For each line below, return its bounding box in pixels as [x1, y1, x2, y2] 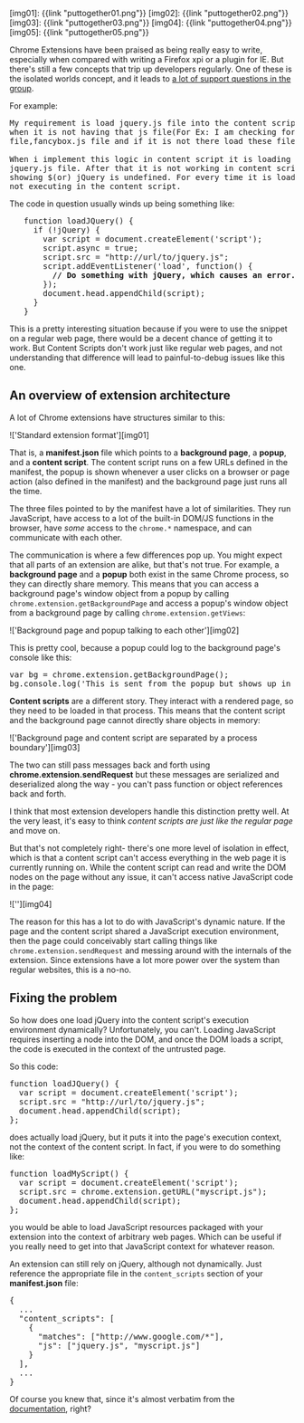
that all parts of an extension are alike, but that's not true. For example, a [9, 559, 280, 569]
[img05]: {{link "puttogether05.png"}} [9, 27, 149, 37]
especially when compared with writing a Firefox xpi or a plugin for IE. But [9, 54, 284, 64]
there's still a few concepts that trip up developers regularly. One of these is [9, 63, 292, 74]
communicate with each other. [9, 531, 123, 542]
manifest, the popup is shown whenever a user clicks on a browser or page [9, 466, 290, 477]
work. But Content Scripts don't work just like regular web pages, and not [9, 343, 283, 353]
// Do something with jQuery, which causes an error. [52, 271, 296, 280]
